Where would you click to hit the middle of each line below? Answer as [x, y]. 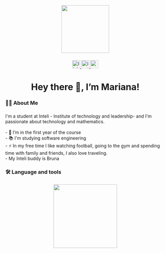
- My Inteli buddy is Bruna [32, 158]
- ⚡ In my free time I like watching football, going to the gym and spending [83, 146]
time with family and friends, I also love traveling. [56, 153]
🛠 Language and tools [34, 172]
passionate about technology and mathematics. [55, 121]
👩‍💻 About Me [22, 103]
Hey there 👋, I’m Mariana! [85, 87]
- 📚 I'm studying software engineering [46, 138]
